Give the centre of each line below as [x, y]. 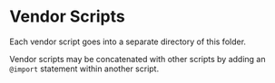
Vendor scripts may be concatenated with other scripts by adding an [137, 59]
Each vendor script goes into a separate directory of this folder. [128, 41]
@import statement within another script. [84, 69]
